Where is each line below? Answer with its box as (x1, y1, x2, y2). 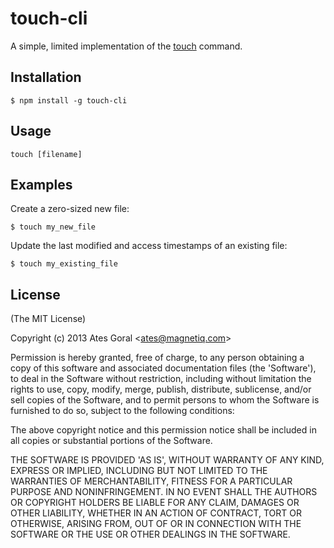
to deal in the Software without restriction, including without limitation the (10, 373, 312, 385)
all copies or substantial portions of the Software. (10, 435, 213, 447)
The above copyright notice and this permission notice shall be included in (10, 424, 317, 436)
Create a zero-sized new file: (10, 203, 130, 215)
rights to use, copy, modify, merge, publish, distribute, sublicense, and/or (10, 383, 312, 396)
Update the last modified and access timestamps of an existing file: (10, 240, 288, 252)
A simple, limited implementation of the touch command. (10, 40, 243, 52)
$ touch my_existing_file (10, 259, 118, 269)
